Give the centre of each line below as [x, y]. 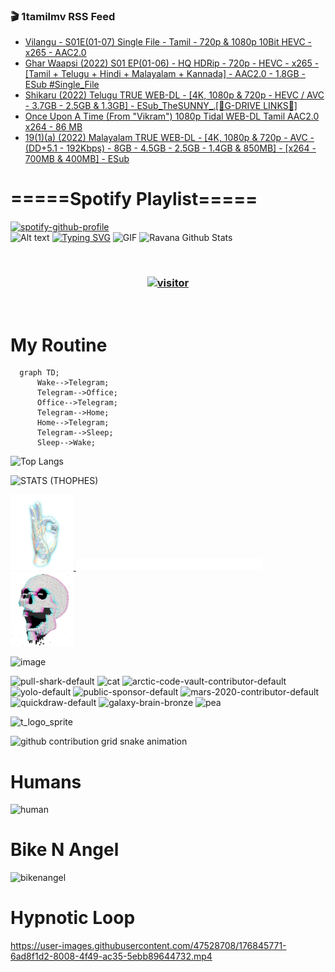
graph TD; [39, 373]
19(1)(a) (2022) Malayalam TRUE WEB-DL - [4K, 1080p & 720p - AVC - [169, 138]
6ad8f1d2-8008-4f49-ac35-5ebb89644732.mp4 [111, 956]
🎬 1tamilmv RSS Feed [63, 16]
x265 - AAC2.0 [55, 53]
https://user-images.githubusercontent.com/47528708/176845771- [148, 946]
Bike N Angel [65, 850]
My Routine [59, 345]
